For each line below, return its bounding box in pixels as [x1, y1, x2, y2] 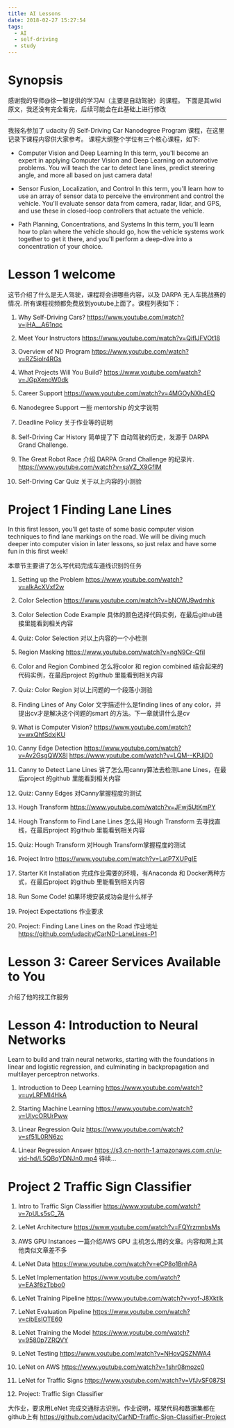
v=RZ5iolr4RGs [17, 354, 62, 363]
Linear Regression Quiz [17, 1125, 85, 1133]
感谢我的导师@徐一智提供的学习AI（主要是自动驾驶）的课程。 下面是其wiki [8, 96, 222, 104]
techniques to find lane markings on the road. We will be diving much [8, 532, 206, 541]
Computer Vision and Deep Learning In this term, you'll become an [17, 149, 209, 157]
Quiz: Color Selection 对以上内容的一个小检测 [17, 634, 148, 642]
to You [8, 969, 46, 984]
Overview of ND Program [17, 347, 90, 355]
